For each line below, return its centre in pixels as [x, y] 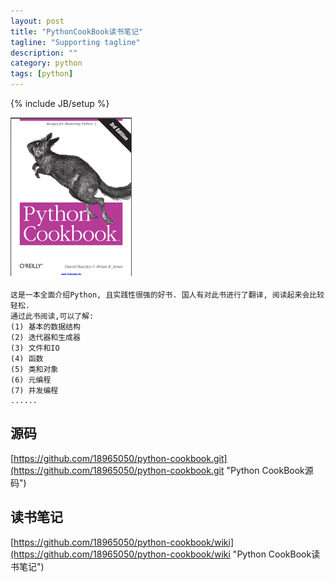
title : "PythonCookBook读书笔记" [77, 31]
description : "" [44, 53]
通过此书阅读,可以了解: [52, 316]
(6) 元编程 [31, 380]
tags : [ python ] [42, 74]
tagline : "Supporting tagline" [75, 42]
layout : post [37, 21]
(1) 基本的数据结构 [45, 327]
